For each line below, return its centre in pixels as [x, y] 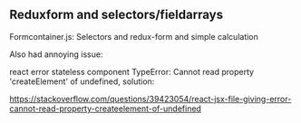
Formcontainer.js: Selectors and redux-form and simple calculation [134, 36]
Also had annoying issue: [56, 54]
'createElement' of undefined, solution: [82, 81]
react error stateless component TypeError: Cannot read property [132, 71]
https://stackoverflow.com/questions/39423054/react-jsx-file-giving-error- [150, 99]
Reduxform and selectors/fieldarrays [117, 15]
